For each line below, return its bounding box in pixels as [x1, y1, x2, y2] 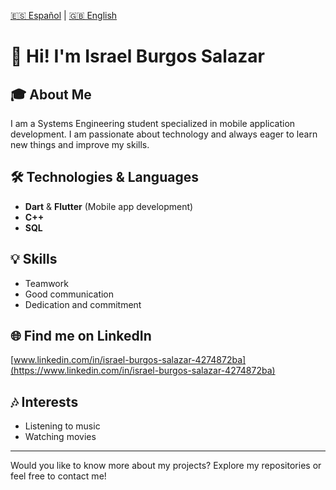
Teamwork [24, 277, 69, 289]
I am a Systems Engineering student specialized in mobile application [10, 118, 296, 129]
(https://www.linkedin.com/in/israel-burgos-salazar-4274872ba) [10, 365, 276, 377]
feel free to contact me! [10, 470, 107, 482]
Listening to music [24, 420, 101, 432]
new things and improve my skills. [10, 139, 150, 150]
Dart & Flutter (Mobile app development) [24, 200, 194, 212]
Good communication [24, 288, 115, 300]
